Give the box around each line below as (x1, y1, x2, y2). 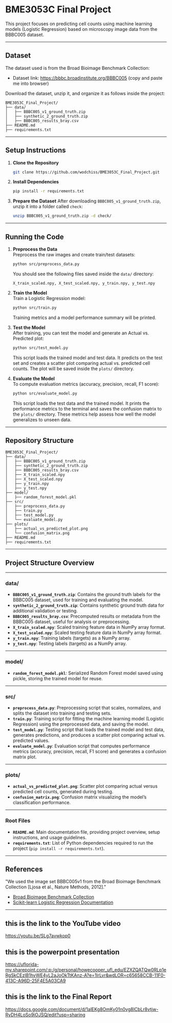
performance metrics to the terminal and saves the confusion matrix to (12, 405, 162, 412)
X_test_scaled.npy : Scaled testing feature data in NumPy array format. (12, 629, 162, 636)
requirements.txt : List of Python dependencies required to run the (12, 840, 154, 846)
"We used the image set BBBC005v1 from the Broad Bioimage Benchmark (5, 879, 161, 885)
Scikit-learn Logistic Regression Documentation (12, 899, 114, 905)
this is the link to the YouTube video (5, 919, 121, 928)
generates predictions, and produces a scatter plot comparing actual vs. (12, 732, 165, 738)
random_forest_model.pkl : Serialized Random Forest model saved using (12, 669, 163, 676)
